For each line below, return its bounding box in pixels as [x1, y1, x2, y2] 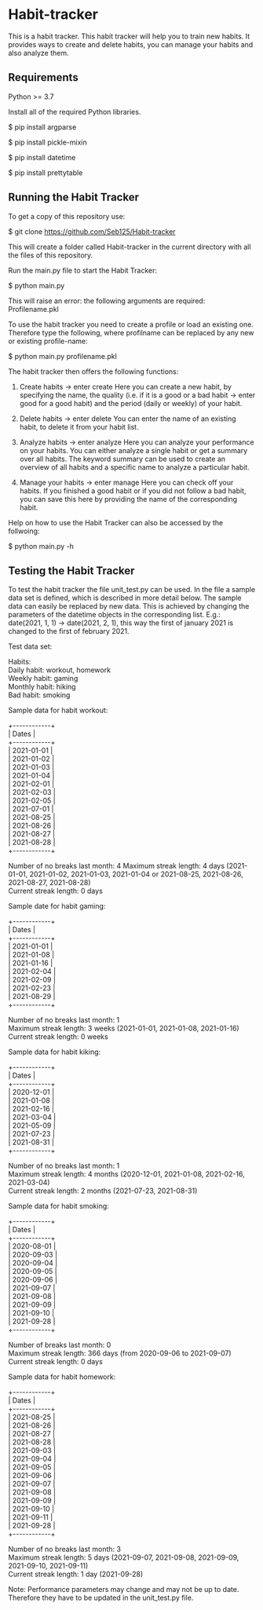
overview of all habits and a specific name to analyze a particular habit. [19, 462, 250, 472]
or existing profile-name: [8, 336, 88, 346]
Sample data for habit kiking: [8, 1047, 101, 1057]
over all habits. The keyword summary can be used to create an [19, 454, 226, 463]
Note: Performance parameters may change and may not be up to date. [8, 1585, 239, 1594]
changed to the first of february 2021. [8, 627, 130, 636]
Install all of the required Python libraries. [8, 107, 141, 116]
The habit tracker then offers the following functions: [8, 367, 179, 376]
